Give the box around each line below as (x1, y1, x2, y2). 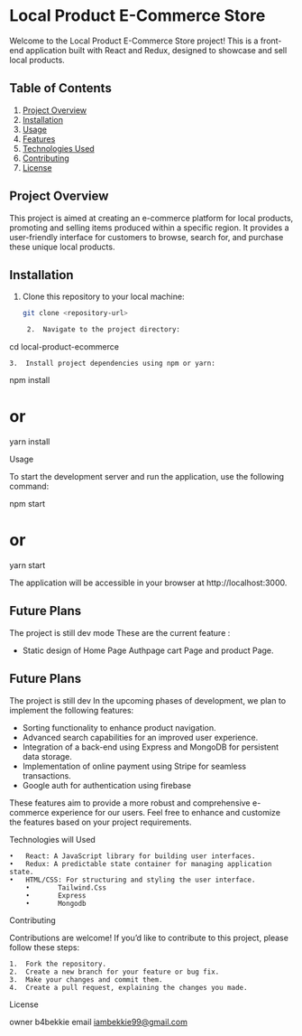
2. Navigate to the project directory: (26, 325, 181, 334)
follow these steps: (9, 941, 79, 953)
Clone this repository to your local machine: (22, 291, 185, 303)
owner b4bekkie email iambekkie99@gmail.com (9, 1016, 188, 1027)
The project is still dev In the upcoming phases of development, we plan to (9, 695, 287, 705)
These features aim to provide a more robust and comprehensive (9, 797, 251, 808)
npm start (9, 499, 46, 509)
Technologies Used (22, 143, 95, 154)
